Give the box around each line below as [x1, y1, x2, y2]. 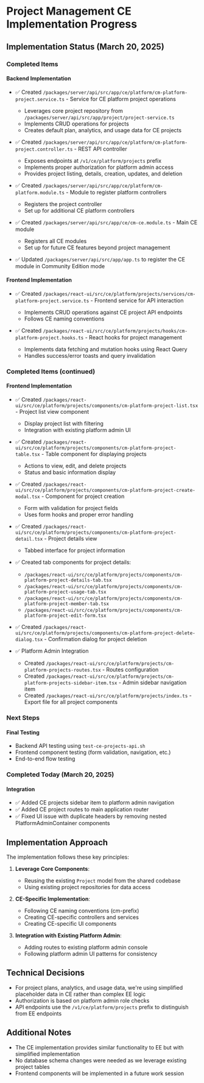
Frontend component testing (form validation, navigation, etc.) [15, 748, 171, 756]
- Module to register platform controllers [66, 188, 167, 196]
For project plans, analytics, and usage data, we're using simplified [15, 984, 183, 991]
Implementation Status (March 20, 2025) [6, 41, 164, 52]
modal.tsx [15, 494, 41, 500]
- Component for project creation [41, 492, 125, 500]
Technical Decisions [6, 968, 85, 978]
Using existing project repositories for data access [24, 884, 151, 891]
